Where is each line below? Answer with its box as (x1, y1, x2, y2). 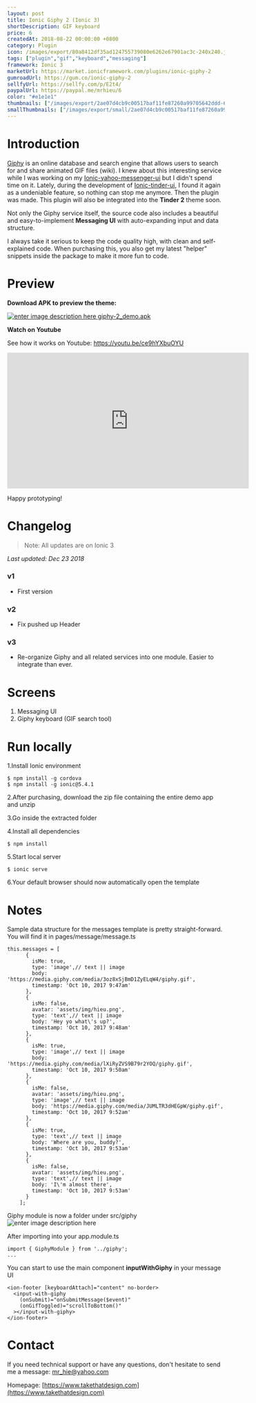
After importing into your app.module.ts (7, 1233, 119, 1241)
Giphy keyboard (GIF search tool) (17, 715, 112, 723)
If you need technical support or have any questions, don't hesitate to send (7, 1360, 221, 1368)
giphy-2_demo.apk (97, 312, 151, 320)
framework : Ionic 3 (7, 61, 63, 68)
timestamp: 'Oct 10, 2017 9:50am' (32, 1067, 131, 1074)
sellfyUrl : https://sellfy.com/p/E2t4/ (7, 81, 122, 88)
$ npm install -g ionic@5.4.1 (7, 781, 95, 788)
